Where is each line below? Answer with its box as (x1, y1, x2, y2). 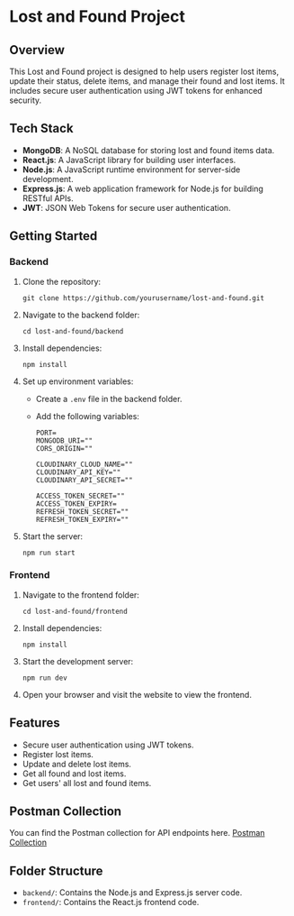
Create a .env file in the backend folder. (35, 393, 183, 404)
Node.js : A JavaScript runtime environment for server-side (22, 164, 241, 175)
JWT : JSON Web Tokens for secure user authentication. (22, 202, 231, 213)
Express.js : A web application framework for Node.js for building (22, 183, 263, 194)
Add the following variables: (35, 410, 139, 421)
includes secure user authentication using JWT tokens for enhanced (9, 86, 263, 96)
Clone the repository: (22, 276, 102, 287)
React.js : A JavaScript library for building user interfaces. (22, 154, 236, 165)
